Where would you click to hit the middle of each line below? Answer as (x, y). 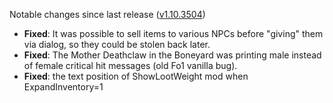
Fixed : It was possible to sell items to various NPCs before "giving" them (173, 33)
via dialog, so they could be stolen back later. (117, 44)
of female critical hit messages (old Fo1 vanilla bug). (130, 65)
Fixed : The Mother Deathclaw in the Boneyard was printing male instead (172, 55)
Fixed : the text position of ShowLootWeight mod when (136, 76)
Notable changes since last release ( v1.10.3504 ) (107, 14)
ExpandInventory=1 (63, 87)
